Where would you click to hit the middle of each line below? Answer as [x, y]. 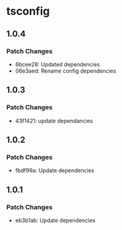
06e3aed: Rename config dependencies [66, 71]
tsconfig [28, 11]
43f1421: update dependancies [54, 121]
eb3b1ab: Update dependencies [55, 220]
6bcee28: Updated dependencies [57, 64]
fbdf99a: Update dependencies [55, 171]
